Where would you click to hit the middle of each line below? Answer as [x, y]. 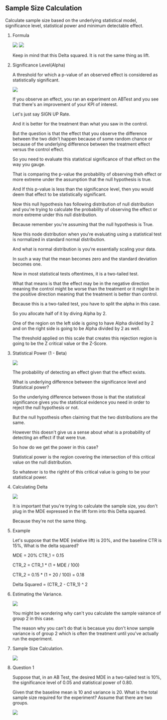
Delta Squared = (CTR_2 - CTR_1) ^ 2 [50, 584]
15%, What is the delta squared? [45, 545]
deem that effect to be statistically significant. [59, 194]
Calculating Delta [30, 486]
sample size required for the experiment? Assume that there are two [82, 697]
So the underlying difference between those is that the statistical [79, 396]
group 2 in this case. [33, 618]
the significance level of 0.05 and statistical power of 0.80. [73, 682]
